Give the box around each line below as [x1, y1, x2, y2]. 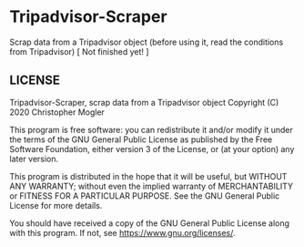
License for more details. [9, 200, 103, 211]
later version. [9, 153, 59, 164]
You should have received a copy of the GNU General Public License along [9, 217, 289, 229]
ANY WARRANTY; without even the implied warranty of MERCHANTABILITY [9, 180, 294, 191]
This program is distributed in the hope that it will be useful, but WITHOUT [9, 170, 288, 181]
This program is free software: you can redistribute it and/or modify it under [9, 124, 293, 135]
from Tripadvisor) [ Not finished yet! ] [9, 46, 149, 57]
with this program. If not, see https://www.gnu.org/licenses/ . [9, 227, 236, 238]
